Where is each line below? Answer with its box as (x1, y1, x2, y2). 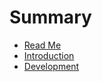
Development (23, 60, 80, 72)
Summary (9, 6, 92, 29)
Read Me (23, 39, 62, 51)
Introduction (23, 49, 75, 61)
